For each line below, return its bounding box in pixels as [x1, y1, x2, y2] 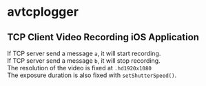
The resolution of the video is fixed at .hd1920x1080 [7, 64, 152, 72]
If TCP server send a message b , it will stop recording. [7, 57, 161, 65]
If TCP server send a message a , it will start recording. [7, 49, 161, 57]
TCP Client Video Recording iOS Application [7, 31, 200, 43]
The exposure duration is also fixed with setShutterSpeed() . [7, 71, 177, 79]
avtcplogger [7, 4, 79, 20]
